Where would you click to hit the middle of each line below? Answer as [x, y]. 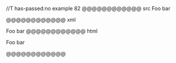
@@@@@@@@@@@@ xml [41, 20]
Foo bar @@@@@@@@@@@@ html [52, 31]
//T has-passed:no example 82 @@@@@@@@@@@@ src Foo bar [88, 8]
